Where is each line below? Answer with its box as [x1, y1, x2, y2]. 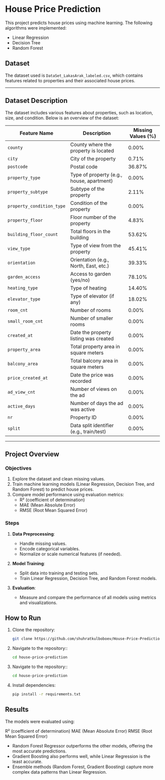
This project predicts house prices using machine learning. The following [5, 20, 153, 26]
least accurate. [12, 758, 43, 764]
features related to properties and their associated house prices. [5, 77, 136, 83]
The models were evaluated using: [5, 718, 75, 724]
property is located [70, 147, 114, 154]
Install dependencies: [12, 682, 56, 688]
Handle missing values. [19, 541, 67, 546]
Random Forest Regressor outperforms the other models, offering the [12, 743, 153, 748]
